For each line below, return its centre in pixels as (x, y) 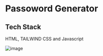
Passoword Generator (52, 9)
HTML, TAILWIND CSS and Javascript (44, 39)
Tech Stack (23, 27)
